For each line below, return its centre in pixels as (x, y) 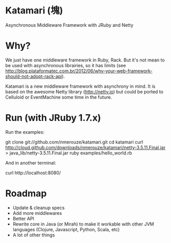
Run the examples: (25, 132)
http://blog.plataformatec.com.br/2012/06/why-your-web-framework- (79, 71)
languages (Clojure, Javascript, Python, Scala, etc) (66, 229)
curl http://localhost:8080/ (33, 173)
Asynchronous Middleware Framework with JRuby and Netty (69, 25)
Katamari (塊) (34, 11)
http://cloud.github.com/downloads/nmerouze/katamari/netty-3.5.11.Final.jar (85, 147)
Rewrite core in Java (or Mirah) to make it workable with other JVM (83, 224)
